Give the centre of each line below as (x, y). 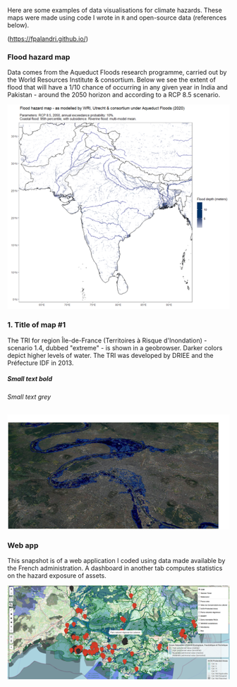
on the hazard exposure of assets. (57, 575)
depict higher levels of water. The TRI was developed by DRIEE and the (110, 355)
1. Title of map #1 (37, 325)
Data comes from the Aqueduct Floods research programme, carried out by (117, 73)
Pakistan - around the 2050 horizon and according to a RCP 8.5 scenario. (114, 95)
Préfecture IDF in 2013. (41, 363)
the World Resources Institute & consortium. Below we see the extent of (112, 80)
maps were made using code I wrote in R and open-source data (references (117, 18)
